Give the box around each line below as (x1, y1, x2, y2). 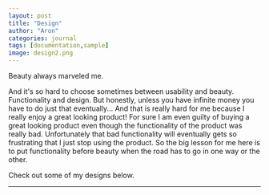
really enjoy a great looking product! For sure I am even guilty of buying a (8, 112, 250, 121)
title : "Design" (8, 19, 62, 27)
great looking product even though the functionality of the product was (8, 121, 243, 130)
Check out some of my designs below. (8, 170, 134, 180)
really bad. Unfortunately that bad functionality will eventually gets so (8, 129, 238, 139)
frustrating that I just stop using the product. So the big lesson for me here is (8, 138, 260, 147)
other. (8, 155, 28, 165)
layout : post (8, 11, 52, 20)
